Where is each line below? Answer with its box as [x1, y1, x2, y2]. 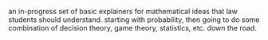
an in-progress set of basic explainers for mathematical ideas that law [8, 7, 238, 16]
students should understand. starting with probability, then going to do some [8, 15, 261, 24]
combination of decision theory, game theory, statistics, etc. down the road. [8, 24, 257, 32]
